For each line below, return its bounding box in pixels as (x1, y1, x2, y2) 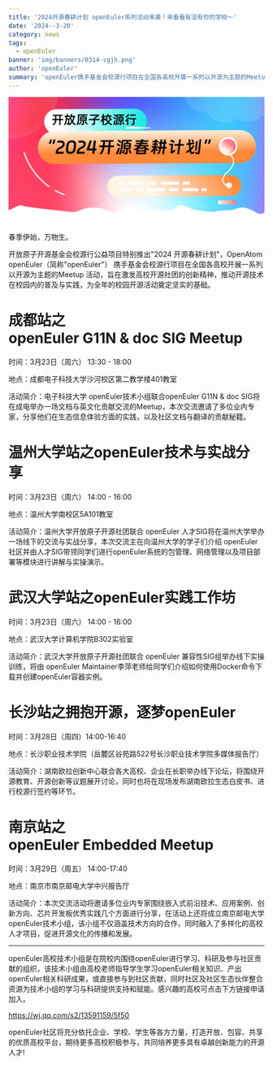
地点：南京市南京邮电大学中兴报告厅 (8, 881, 130, 890)
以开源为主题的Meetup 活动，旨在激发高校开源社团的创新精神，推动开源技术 (8, 270, 264, 279)
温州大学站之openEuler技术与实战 (8, 444, 236, 462)
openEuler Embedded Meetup (8, 836, 214, 855)
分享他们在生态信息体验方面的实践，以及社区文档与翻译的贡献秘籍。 (22, 412, 250, 422)
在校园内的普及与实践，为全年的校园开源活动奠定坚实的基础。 (8, 280, 215, 290)
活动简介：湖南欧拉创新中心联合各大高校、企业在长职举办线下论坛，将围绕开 (8, 766, 265, 776)
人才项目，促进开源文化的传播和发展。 (8, 929, 136, 938)
